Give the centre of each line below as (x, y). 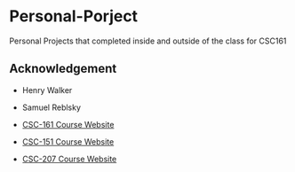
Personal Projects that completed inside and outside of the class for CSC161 (148, 41)
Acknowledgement (63, 69)
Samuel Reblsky (52, 107)
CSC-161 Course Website (68, 124)
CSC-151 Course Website (68, 141)
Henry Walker (47, 90)
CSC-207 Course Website (69, 159)
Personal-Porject (74, 16)
